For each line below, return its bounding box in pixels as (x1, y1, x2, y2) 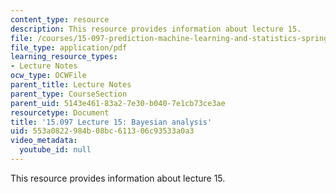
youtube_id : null (19, 145, 92, 155)
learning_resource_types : (10, 52, 118, 62)
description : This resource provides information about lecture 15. (10, 24, 302, 34)
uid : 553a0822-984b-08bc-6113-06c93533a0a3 (10, 126, 195, 136)
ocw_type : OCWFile (10, 71, 87, 81)
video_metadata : (10, 136, 78, 146)
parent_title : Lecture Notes (10, 80, 132, 90)
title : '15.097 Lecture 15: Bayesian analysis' (10, 117, 213, 127)
